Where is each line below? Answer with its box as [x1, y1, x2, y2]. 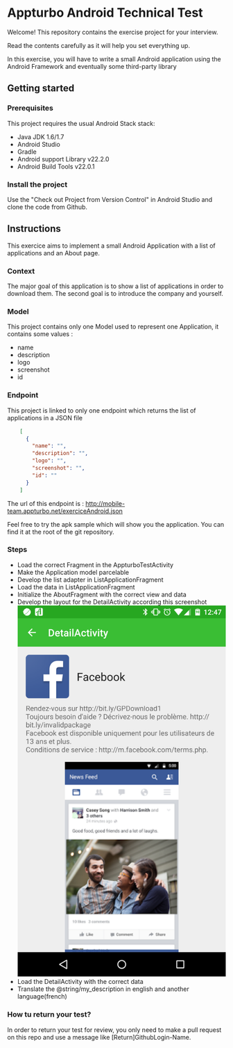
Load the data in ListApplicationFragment [17, 582, 135, 591]
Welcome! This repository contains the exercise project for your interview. [7, 28, 218, 36]
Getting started [7, 82, 75, 95]
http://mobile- [85, 499, 126, 507]
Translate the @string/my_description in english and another [17, 985, 189, 993]
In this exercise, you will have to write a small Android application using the [7, 54, 221, 63]
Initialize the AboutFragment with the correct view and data [17, 590, 187, 598]
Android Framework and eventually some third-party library [7, 62, 177, 70]
